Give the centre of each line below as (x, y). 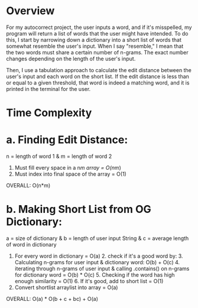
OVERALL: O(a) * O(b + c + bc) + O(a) (52, 299)
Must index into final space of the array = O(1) (71, 174)
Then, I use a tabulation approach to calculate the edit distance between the (99, 70)
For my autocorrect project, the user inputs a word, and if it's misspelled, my (99, 27)
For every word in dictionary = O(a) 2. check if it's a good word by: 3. (99, 256)
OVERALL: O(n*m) (28, 186)
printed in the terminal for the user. (48, 89)
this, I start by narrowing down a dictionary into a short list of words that (94, 40)
